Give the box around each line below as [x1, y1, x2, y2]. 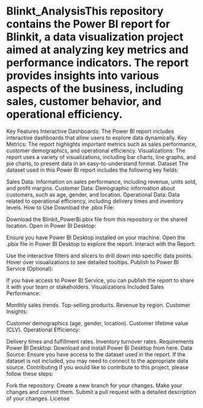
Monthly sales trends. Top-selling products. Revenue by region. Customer [6, 301, 191, 308]
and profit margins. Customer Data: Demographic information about [6, 184, 175, 192]
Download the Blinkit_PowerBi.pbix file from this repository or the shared [6, 216, 188, 223]
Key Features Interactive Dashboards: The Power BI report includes [6, 127, 175, 135]
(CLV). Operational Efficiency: [6, 326, 81, 333]
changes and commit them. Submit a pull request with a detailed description [6, 388, 196, 395]
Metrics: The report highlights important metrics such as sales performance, [6, 140, 197, 148]
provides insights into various [6, 69, 159, 83]
